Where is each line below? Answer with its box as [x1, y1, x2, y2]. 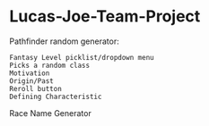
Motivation [9, 69, 50, 78]
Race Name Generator [9, 107, 91, 118]
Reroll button [9, 84, 63, 93]
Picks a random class [9, 61, 91, 70]
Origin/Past [9, 76, 54, 86]
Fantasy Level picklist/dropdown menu [9, 53, 154, 62]
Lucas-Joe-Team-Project [9, 6, 201, 27]
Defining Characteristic [9, 92, 102, 101]
